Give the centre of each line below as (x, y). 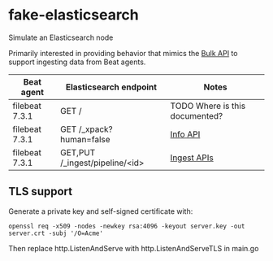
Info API (185, 134)
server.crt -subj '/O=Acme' (56, 233)
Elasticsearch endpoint (111, 87)
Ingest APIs (192, 158)
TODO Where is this (208, 106)
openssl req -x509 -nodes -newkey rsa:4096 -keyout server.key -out (127, 226)
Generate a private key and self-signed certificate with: (101, 211)
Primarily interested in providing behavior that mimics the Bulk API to (123, 53)
